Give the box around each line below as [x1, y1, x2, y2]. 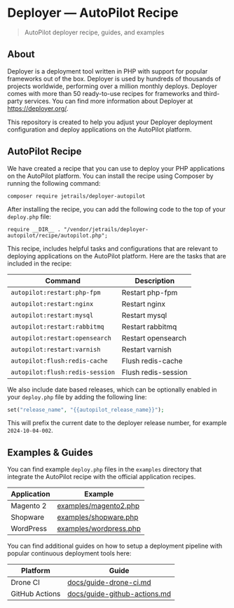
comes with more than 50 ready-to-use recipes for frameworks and [7, 89, 202, 97]
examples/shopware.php [57, 513, 139, 523]
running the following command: [7, 179, 101, 187]
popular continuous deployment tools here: [7, 549, 132, 558]
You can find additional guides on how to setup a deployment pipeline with [7, 541, 223, 551]
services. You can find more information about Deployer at [24, 97, 193, 105]
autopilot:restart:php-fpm [11, 289, 101, 296]
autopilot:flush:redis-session [11, 368, 116, 376]
